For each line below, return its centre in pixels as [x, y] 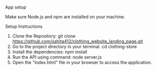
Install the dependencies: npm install [50, 52]
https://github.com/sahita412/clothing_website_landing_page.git [78, 41]
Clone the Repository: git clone [44, 36]
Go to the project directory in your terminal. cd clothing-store [75, 46]
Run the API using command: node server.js [57, 57]
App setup [16, 7]
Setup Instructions [24, 26]
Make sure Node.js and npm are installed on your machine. [65, 17]
